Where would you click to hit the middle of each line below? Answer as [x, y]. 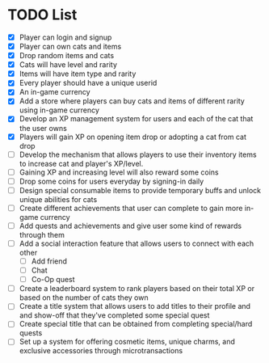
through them [42, 234]
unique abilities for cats [58, 199]
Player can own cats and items [70, 46]
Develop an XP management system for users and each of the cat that [136, 119]
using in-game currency [59, 110]
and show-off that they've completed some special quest [114, 315]
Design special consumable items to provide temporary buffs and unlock [140, 190]
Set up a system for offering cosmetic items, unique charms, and [127, 342]
